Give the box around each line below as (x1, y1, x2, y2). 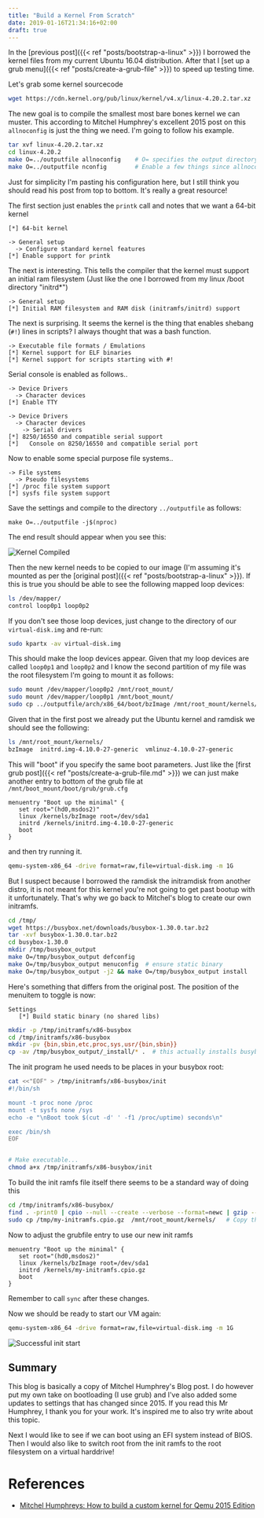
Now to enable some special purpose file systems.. (8, 453, 174, 462)
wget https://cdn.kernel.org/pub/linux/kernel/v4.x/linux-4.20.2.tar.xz (8, 95, 251, 103)
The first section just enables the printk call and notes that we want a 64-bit (8, 201, 256, 210)
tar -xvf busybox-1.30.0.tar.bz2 (8, 931, 118, 939)
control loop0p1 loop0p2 (8, 602, 90, 610)
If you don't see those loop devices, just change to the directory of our (8, 616, 237, 625)
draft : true (8, 26, 47, 34)
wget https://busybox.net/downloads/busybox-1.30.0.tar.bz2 (8, 923, 210, 932)
